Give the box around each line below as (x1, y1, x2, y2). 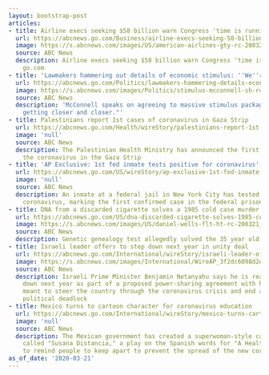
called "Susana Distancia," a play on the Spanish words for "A (22, 340, 242, 348)
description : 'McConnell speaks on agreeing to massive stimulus (15, 101, 239, 109)
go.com (22, 64, 45, 72)
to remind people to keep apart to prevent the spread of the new (22, 347, 249, 355)
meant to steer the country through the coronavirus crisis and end (22, 288, 256, 296)
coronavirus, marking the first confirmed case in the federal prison (22, 198, 263, 206)
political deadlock (22, 295, 88, 303)
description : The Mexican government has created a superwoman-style (15, 332, 252, 341)
